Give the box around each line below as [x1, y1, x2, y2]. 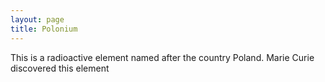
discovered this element [10, 62, 110, 74]
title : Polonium [10, 24, 78, 34]
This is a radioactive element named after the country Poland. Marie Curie [10, 51, 315, 63]
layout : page [10, 14, 65, 25]
